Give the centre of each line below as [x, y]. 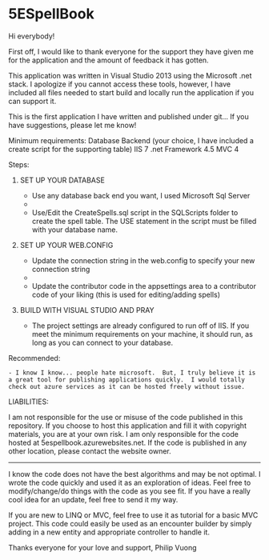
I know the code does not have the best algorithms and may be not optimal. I [134, 474]
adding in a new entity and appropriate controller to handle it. [109, 532]
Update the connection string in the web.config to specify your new [143, 260]
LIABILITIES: [29, 402]
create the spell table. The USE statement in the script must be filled [144, 221]
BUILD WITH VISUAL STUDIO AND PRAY [87, 310]
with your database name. [75, 230]
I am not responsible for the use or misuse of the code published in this [126, 417]
